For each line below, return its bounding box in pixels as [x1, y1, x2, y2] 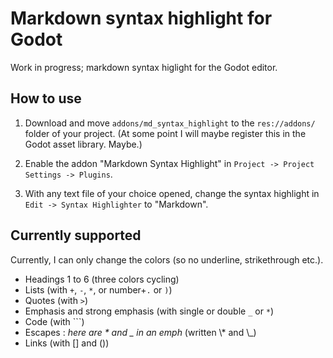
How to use [10, 90, 82, 107]
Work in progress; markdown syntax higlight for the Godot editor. [10, 61, 278, 73]
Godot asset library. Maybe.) [24, 138, 143, 150]
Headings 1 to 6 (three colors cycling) [24, 273, 180, 285]
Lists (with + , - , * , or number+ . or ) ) [24, 283, 173, 296]
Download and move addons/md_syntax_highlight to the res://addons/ [24, 117, 316, 129]
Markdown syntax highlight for [10, 7, 273, 30]
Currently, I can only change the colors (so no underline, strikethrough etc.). [10, 253, 324, 266]
